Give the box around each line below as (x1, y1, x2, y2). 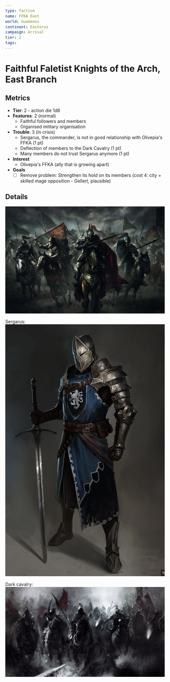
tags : (5, 41, 17, 46)
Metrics (5, 94, 30, 103)
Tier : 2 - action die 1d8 (12, 107, 61, 113)
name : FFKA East (5, 13, 39, 19)
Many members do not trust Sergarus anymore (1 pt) (20, 150, 130, 157)
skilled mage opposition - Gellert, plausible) (20, 178, 111, 184)
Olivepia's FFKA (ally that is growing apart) (20, 161, 110, 167)
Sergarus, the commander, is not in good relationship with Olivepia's (20, 134, 163, 140)
